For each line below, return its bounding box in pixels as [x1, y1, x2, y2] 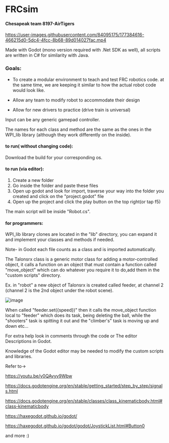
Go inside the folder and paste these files [12, 183, 98, 189]
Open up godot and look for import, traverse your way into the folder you [12, 188, 164, 194]
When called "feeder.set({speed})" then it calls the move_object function [5, 307, 156, 313]
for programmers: [5, 220, 44, 226]
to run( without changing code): [5, 143, 74, 150]
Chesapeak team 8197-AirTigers [5, 20, 75, 26]
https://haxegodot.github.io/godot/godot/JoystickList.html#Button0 [5, 423, 145, 429]
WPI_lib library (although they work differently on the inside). [5, 131, 132, 137]
